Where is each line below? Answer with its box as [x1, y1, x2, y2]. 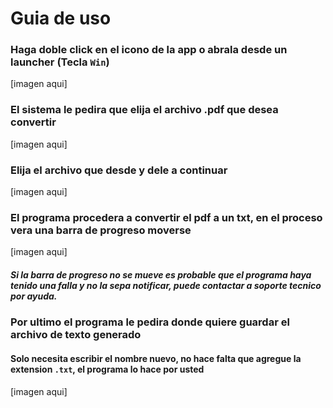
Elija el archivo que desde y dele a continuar [10, 163, 228, 177]
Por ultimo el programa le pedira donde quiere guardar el [10, 315, 290, 329]
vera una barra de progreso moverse [10, 223, 192, 237]
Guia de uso [10, 7, 112, 30]
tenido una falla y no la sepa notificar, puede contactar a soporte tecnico [10, 279, 322, 291]
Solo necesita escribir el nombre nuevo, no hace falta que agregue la [10, 352, 302, 364]
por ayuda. [10, 290, 58, 302]
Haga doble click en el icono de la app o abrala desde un [10, 43, 288, 57]
